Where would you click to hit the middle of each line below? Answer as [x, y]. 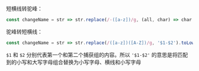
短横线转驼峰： [24, 9]
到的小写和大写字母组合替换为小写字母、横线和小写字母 [73, 62]
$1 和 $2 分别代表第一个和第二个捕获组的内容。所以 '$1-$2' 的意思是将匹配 [97, 55]
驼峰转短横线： [24, 32]
